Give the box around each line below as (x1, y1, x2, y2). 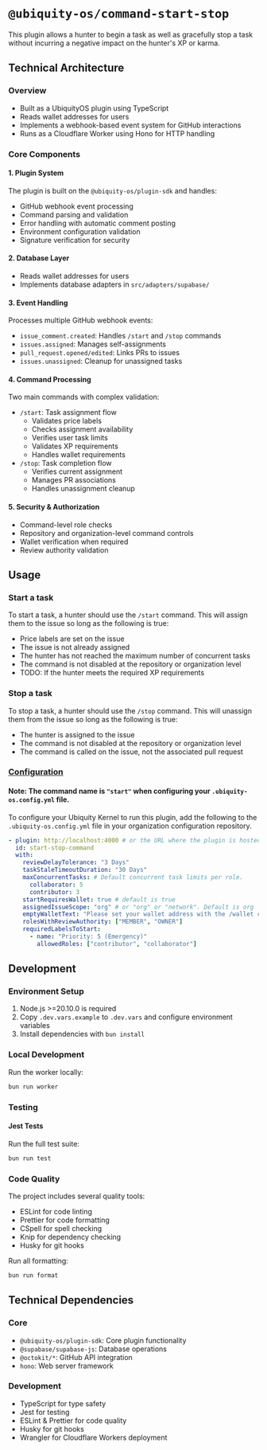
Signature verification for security (19, 235, 130, 244)
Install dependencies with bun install (19, 1030, 145, 1039)
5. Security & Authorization (8, 502, 100, 511)
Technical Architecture (8, 61, 125, 75)
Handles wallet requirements (31, 450, 126, 459)
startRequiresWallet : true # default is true (22, 895, 176, 904)
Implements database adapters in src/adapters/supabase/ (19, 279, 210, 289)
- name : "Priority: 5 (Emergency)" (29, 932, 148, 941)
